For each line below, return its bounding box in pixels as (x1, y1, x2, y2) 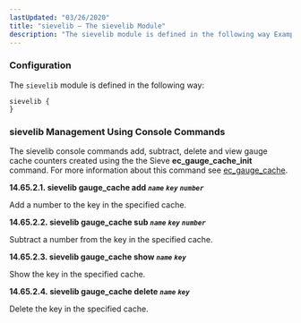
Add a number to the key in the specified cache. (9, 199, 186, 210)
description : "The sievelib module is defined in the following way (9, 30, 271, 38)
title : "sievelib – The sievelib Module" (9, 21, 167, 30)
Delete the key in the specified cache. (9, 303, 150, 314)
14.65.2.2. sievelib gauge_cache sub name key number (9, 217, 206, 227)
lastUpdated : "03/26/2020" (9, 13, 110, 22)
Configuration (9, 59, 72, 72)
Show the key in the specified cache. (9, 268, 146, 279)
